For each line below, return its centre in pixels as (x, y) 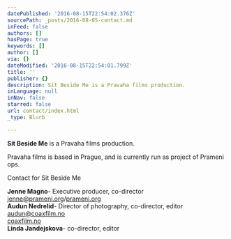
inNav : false (26, 98)
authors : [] (24, 33)
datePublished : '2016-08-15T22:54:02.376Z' (72, 14)
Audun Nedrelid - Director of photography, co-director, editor (95, 206)
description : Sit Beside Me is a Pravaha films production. (97, 85)
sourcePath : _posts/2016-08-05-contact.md (70, 20)
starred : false (29, 105)
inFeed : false (28, 26)
